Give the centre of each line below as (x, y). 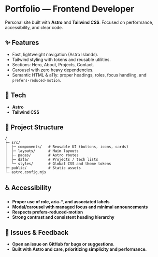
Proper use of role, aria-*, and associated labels (61, 202)
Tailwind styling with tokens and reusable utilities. (61, 60)
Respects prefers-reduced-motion (47, 212)
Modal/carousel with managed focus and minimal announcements (80, 207)
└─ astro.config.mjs (26, 172)
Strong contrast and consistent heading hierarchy (63, 217)
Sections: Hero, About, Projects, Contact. (53, 64)
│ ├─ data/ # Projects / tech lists (51, 160)
